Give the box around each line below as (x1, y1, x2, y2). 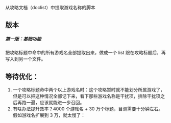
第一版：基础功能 (5, 36, 41, 42)
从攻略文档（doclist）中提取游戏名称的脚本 (5, 5, 95, 10)
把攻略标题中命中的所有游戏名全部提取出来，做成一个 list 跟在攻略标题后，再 (5, 50, 166, 56)
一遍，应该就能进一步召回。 (26, 100, 85, 106)
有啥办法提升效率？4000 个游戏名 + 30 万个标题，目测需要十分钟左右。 (12, 106, 163, 112)
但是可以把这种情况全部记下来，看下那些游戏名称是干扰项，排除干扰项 (12, 93, 161, 99)
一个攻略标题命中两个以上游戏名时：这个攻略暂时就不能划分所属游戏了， (12, 87, 165, 93)
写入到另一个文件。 (5, 56, 46, 62)
